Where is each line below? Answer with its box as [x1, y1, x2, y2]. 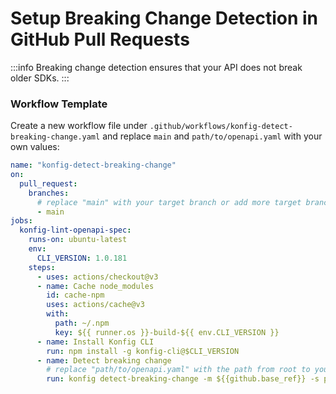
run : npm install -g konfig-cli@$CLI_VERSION [46, 346, 240, 356]
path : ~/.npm [54, 318, 110, 329]
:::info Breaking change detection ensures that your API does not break [10, 61, 303, 73]
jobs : [10, 216, 33, 226]
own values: [10, 141, 60, 153]
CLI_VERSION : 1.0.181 [36, 253, 128, 263]
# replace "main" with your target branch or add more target [36, 197, 302, 207]
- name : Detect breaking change [36, 355, 172, 366]
